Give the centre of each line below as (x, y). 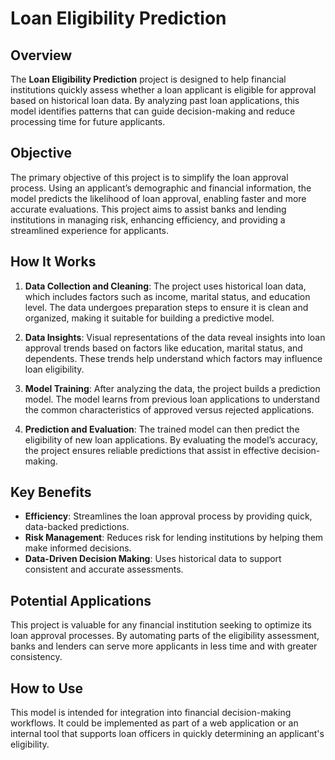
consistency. (36, 657)
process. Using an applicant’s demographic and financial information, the (161, 188)
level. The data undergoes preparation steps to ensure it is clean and (166, 307)
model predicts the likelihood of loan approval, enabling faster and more (158, 198)
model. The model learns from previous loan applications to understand (172, 399)
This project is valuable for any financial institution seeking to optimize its (161, 625)
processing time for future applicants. (88, 121)
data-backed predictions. (77, 527)
